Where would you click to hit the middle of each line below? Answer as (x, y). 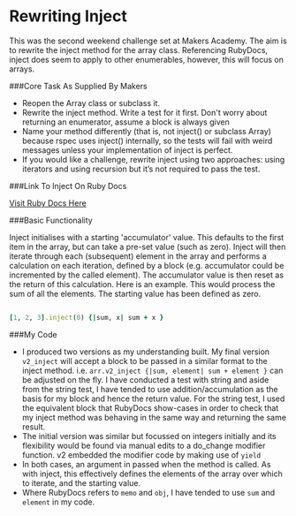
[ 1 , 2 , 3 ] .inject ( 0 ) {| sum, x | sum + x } (87, 317)
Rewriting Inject (68, 16)
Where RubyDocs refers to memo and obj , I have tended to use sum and (148, 492)
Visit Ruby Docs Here (48, 203)
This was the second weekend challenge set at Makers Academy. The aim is (148, 41)
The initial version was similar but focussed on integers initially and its (149, 436)
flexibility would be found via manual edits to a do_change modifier (144, 445)
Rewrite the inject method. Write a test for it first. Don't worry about (144, 112)
